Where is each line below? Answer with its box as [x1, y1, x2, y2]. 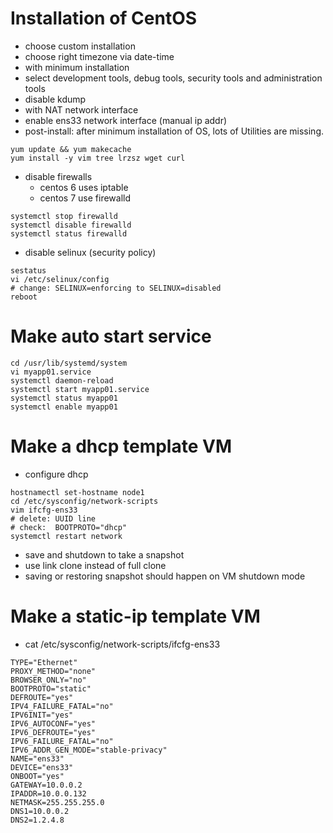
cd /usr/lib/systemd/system [10, 358, 128, 368]
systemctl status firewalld [10, 228, 128, 239]
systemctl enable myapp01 [10, 402, 118, 412]
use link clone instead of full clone [24, 559, 167, 571]
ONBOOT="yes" [10, 771, 65, 781]
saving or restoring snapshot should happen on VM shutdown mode [24, 570, 306, 582]
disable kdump [24, 93, 87, 105]
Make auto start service [10, 325, 212, 348]
